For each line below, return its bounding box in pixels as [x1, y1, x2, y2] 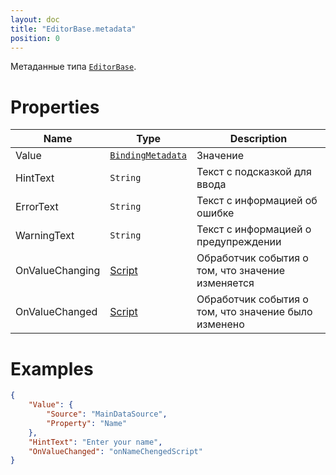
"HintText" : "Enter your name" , [28, 437, 163, 447]
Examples [10, 357, 94, 380]
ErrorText [15, 200, 59, 214]
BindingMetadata [109, 150, 188, 161]
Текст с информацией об [196, 194, 318, 208]
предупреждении [196, 235, 282, 249]
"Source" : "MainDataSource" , [46, 409, 168, 419]
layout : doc [10, 14, 60, 25]
